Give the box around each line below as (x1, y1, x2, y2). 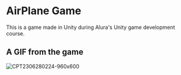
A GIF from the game (6, 47, 84, 57)
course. (6, 30, 25, 37)
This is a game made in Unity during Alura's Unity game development (6, 24, 176, 31)
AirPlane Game (6, 4, 82, 18)
